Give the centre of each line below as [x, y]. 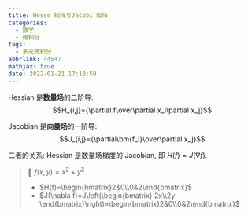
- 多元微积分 [34, 52]
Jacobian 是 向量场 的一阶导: [53, 126]
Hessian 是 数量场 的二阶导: [51, 97]
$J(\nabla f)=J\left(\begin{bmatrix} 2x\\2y [107, 196]
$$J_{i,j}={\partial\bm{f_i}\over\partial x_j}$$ [132, 139]
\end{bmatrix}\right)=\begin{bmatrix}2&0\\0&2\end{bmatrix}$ [139, 204]
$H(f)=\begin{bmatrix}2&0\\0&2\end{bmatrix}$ [116, 187]
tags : [17, 45]
